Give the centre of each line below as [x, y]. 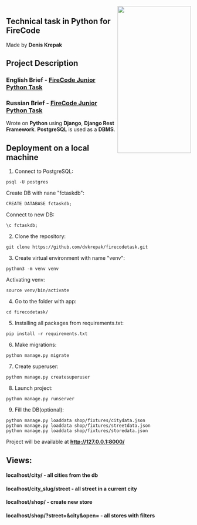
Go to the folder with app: [45, 302]
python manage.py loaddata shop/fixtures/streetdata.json [78, 426]
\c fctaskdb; [22, 226]
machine [23, 157]
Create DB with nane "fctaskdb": [45, 193]
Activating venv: [26, 280]
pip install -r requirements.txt [47, 334]
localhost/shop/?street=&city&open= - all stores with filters [81, 516]
